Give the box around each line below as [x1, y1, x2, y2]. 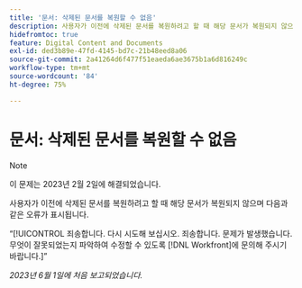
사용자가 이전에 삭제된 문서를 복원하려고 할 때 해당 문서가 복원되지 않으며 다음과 [9, 197, 288, 208]
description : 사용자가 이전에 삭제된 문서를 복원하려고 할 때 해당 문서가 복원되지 [9, 22, 278, 31]
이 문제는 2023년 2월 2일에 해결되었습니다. [9, 178, 161, 189]
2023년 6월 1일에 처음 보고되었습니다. [9, 269, 143, 280]
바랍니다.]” [9, 250, 48, 261]
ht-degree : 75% [9, 80, 67, 89]
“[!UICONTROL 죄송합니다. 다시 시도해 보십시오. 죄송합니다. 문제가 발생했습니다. [9, 228, 293, 238]
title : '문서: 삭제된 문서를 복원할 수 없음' [9, 13, 157, 22]
